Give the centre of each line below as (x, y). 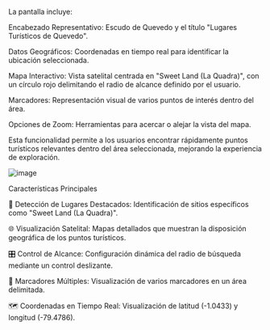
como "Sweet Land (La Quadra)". (63, 213)
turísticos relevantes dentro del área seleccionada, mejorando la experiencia (135, 148)
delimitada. (27, 290)
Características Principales (53, 188)
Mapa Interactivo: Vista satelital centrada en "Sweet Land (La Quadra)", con (134, 76)
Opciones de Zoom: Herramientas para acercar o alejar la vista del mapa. (130, 124)
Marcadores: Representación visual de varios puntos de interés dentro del (131, 100)
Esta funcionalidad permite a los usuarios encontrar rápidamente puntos (128, 140)
